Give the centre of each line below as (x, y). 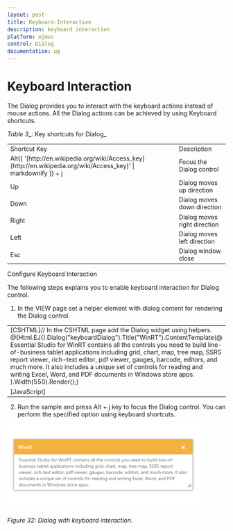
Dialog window (200, 251)
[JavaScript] (28, 391)
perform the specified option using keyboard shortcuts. (96, 414)
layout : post (26, 15)
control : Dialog (31, 44)
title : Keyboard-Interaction (49, 22)
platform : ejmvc (31, 37)
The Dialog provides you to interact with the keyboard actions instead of (110, 106)
